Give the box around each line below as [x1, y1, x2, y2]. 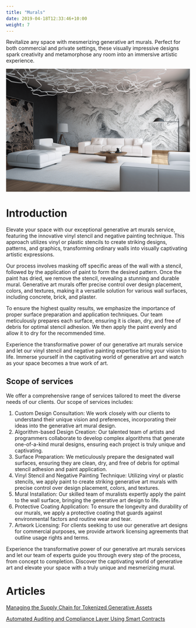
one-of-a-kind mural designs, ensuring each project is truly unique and [14, 441, 185, 448]
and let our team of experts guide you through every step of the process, [6, 551, 181, 558]
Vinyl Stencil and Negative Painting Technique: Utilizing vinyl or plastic [14, 472, 184, 479]
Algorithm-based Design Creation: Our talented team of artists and [14, 428, 175, 435]
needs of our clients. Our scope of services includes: [6, 398, 134, 405]
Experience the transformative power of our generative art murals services [6, 545, 185, 552]
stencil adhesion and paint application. [14, 465, 107, 472]
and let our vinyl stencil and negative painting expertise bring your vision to [6, 347, 187, 354]
